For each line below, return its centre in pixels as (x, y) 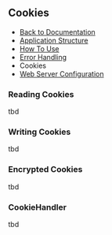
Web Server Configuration (61, 73)
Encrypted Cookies (45, 170)
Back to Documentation (57, 32)
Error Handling (43, 57)
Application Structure (54, 40)
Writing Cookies (40, 132)
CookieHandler (37, 207)
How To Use (39, 48)
